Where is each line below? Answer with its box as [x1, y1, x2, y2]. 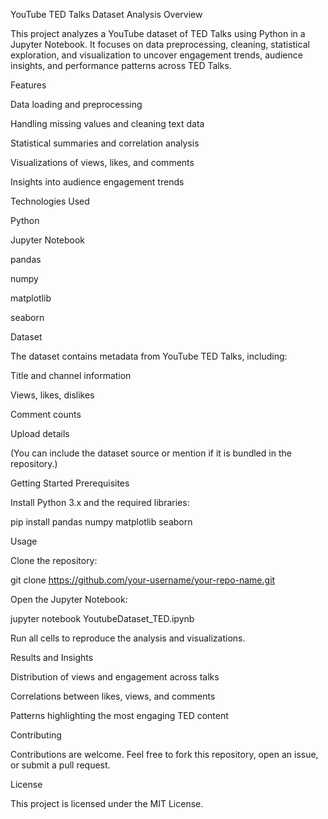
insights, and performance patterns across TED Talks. [10, 60, 232, 71]
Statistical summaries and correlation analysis [10, 137, 200, 149]
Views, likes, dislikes [10, 389, 95, 401]
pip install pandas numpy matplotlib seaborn [10, 516, 193, 528]
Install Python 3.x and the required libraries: [10, 497, 190, 508]
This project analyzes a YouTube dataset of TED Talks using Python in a [10, 28, 306, 39]
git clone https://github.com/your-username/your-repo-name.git [10, 574, 276, 586]
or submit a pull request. [10, 759, 111, 771]
